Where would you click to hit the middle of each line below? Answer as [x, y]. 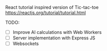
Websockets [26, 44]
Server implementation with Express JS [54, 38]
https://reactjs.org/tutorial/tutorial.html [46, 13]
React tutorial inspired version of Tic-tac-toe [52, 7]
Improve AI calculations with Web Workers [57, 32]
